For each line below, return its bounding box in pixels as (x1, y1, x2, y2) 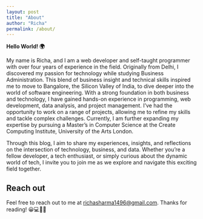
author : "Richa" (6, 20, 47, 26)
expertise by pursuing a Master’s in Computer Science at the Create (6, 121, 176, 129)
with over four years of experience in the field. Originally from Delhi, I (6, 63, 179, 70)
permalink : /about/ (6, 25, 56, 32)
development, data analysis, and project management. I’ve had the (6, 102, 173, 109)
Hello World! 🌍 (6, 43, 45, 50)
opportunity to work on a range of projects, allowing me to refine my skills (6, 109, 191, 116)
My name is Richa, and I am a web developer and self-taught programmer (6, 57, 190, 64)
